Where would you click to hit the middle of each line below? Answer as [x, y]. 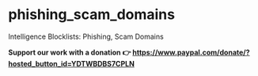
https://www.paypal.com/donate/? [192, 52]
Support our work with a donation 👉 [70, 52]
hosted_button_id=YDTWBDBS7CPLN [71, 63]
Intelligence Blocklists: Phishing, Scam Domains [86, 36]
